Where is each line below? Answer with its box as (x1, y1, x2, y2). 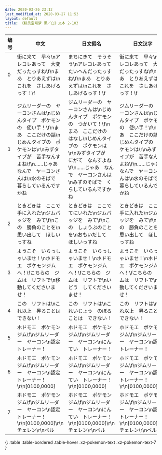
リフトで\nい (82, 277, 112, 284)
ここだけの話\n (27, 132, 61, 138)
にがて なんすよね (68, 157, 112, 164)
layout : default (5, 16, 38, 21)
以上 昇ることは (22, 308, 61, 315)
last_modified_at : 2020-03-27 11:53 (5, 12, 79, 16)
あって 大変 (31, 61, 61, 68)
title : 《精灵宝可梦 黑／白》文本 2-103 (5, 20, 79, 26)
